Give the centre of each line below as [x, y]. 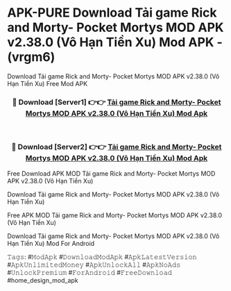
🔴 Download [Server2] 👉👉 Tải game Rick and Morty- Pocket [117, 147]
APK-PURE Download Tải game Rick [112, 13]
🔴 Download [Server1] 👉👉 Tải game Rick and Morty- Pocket [117, 102]
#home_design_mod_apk [43, 280]
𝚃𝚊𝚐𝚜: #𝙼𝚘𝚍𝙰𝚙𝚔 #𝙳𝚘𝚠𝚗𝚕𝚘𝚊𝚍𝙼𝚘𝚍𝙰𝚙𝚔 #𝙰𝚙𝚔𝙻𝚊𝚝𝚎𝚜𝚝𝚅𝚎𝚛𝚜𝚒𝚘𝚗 [102, 257]
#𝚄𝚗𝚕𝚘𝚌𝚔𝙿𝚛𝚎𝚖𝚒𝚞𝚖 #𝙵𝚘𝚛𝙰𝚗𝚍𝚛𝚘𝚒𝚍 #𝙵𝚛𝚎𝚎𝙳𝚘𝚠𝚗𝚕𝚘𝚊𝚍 [89, 272]
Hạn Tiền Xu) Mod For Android [51, 243]
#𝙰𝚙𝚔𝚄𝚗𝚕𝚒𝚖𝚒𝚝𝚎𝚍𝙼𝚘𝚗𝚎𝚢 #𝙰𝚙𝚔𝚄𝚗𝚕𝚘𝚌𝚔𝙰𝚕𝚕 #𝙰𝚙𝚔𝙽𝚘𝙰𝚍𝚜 [94, 265]
